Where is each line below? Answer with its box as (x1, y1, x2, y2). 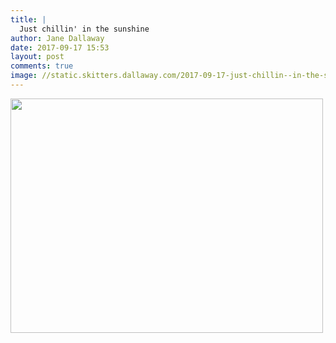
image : (10, 71, 38, 81)
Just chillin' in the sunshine (19, 24, 150, 34)
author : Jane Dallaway (10, 33, 105, 43)
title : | (10, 14, 47, 25)
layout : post (10, 52, 65, 62)
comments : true (10, 61, 74, 71)
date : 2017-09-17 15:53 (10, 42, 110, 53)
